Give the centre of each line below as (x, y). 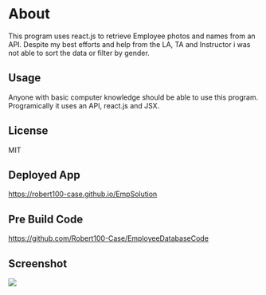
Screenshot (38, 264)
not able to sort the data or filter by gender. (79, 53)
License (28, 131)
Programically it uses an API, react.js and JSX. (84, 105)
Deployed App (45, 175)
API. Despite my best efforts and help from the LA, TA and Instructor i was (129, 44)
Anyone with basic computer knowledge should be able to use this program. (133, 97)
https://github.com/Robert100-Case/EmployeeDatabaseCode (109, 238)
